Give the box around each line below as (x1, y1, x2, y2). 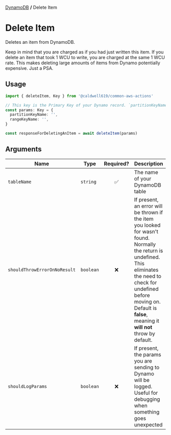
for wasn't (134, 228, 159, 235)
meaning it (134, 317, 159, 324)
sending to (134, 364, 160, 371)
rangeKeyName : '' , (10, 117, 49, 122)
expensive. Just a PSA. (5, 65, 53, 71)
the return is (134, 247, 163, 254)
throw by (134, 330, 155, 337)
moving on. (134, 298, 161, 305)
